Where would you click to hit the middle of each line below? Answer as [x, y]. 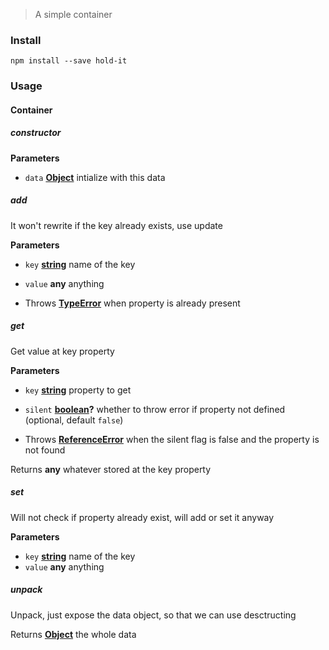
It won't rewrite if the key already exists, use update [116, 225]
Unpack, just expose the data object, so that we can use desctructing [153, 615]
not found [45, 450]
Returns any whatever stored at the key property [111, 469]
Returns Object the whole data [73, 634]
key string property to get [78, 390]
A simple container [73, 14]
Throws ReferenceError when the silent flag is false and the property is [172, 439]
